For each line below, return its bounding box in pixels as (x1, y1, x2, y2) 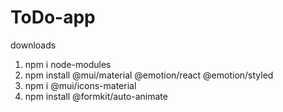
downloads (10, 39, 57, 51)
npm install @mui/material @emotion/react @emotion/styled (24, 69, 274, 81)
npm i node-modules (24, 58, 112, 70)
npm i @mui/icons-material (24, 79, 137, 91)
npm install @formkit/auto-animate (24, 90, 168, 102)
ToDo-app (10, 6, 96, 29)
